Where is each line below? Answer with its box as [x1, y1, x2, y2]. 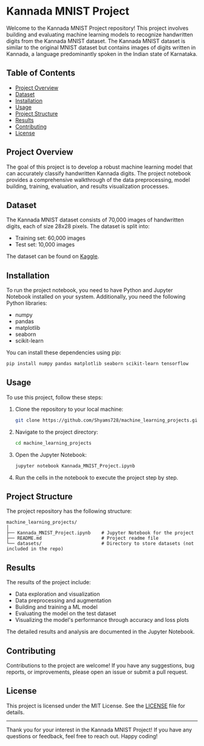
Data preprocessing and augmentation [15, 597, 112, 604]
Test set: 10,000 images [15, 241, 75, 248]
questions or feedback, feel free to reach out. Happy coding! [6, 732, 158, 740]
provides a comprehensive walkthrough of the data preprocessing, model [6, 176, 190, 183]
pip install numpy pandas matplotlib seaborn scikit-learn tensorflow [6, 361, 189, 367]
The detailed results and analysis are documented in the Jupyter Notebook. [6, 628, 195, 635]
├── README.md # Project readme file [6, 535, 159, 542]
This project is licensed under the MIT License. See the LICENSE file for [6, 702, 186, 709]
